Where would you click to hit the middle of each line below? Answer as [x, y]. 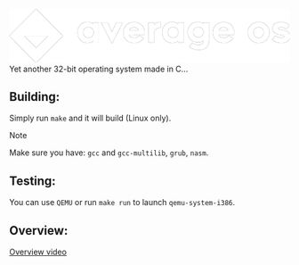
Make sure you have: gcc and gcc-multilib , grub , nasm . [109, 153]
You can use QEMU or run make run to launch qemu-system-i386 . [122, 203]
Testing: [32, 181]
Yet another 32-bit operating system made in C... [99, 69]
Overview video [38, 252]
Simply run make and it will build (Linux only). [90, 118]
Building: [35, 97]
